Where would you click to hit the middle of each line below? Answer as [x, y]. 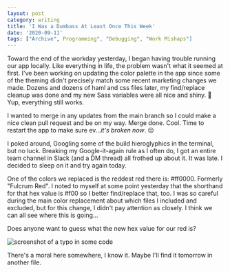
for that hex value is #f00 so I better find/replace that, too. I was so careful [113, 194]
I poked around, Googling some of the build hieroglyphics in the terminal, [111, 144]
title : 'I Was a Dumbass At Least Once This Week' [81, 26]
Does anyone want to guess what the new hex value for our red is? [102, 229]
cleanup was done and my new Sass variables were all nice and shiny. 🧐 [109, 95]
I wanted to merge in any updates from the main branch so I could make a [112, 116]
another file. [24, 262]
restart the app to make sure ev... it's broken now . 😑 [81, 131]
